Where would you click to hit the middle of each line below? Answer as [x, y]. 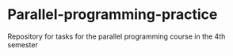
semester [23, 44]
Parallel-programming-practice [113, 15]
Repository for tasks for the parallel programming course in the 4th [116, 36]
